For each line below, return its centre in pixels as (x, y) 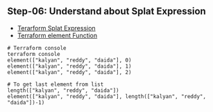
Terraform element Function (57, 35)
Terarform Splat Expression (56, 28)
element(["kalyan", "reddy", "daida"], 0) (69, 60)
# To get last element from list (56, 84)
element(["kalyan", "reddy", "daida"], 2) (69, 72)
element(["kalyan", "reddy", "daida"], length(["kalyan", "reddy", (107, 96)
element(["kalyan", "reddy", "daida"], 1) (69, 66)
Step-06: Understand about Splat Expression (106, 11)
